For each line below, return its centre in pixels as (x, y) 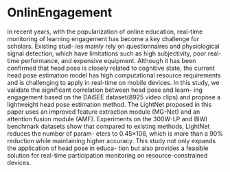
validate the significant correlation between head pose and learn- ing (105, 90)
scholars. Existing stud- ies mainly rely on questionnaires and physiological (113, 46)
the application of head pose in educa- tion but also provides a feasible (108, 148)
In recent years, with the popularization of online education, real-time (105, 32)
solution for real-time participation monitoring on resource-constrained (107, 155)
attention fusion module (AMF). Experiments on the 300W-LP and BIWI (107, 119)
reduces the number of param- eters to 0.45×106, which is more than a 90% (115, 133)
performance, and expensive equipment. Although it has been (108, 60)
